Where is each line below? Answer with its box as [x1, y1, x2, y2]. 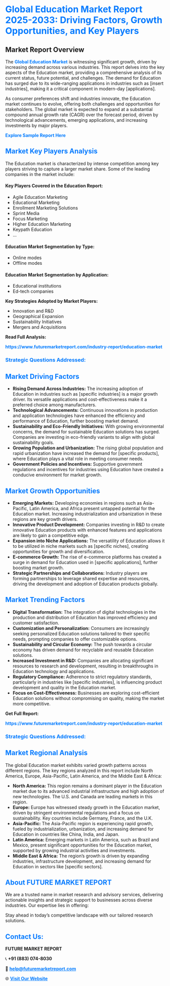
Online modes [12, 255, 42, 261]
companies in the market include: [5, 171, 75, 177]
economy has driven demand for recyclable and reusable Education [12, 647, 154, 653]
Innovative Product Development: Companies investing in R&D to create [12, 521, 165, 527]
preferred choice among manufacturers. [12, 402, 97, 408]
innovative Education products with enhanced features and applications [12, 526, 162, 533]
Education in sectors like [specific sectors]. [12, 863, 103, 869]
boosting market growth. [12, 565, 64, 571]
